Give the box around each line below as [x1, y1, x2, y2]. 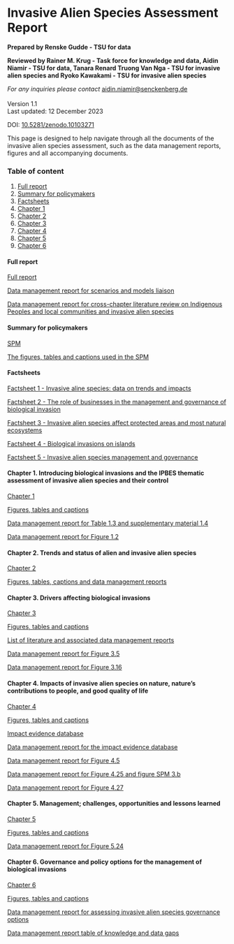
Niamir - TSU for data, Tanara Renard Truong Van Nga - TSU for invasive [7, 64, 221, 72]
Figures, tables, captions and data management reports [7, 577, 167, 586]
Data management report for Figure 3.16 [7, 663, 122, 672]
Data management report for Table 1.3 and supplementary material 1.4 [7, 519, 209, 528]
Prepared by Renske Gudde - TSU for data [7, 43, 131, 51]
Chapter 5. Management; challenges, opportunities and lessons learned [7, 799, 221, 808]
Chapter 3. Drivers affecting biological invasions [7, 593, 151, 602]
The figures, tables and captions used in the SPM [7, 353, 149, 361]
